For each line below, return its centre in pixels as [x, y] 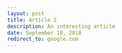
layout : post [26, 13]
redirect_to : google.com [43, 39]
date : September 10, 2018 [44, 33]
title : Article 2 [32, 20]
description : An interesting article [61, 26]
